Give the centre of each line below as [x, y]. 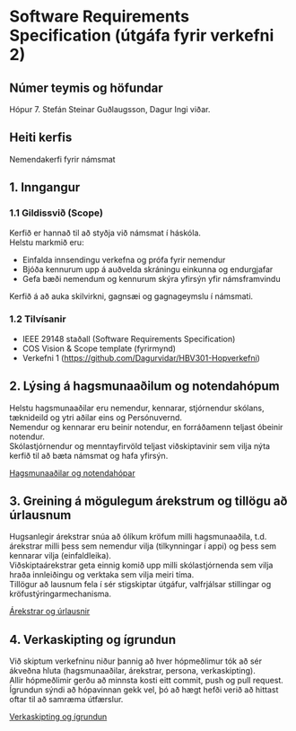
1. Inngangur [45, 187]
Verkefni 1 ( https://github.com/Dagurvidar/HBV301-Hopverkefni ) [141, 357]
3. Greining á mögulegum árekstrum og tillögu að [148, 501]
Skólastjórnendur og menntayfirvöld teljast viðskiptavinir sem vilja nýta [140, 445]
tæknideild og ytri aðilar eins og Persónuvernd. [96, 417]
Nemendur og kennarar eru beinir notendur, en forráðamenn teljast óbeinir [146, 427]
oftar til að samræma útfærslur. [66, 700]
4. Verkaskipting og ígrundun [93, 639]
